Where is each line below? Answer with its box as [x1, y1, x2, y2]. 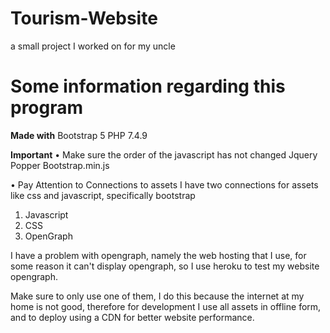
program [10, 97, 84, 119]
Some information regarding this [10, 75, 286, 98]
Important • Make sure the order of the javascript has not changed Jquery [10, 148, 318, 161]
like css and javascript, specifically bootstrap [10, 189, 196, 201]
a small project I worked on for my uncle [10, 40, 176, 52]
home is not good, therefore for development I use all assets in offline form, [10, 300, 322, 312]
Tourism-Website [10, 7, 158, 30]
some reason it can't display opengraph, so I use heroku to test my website [10, 260, 320, 272]
